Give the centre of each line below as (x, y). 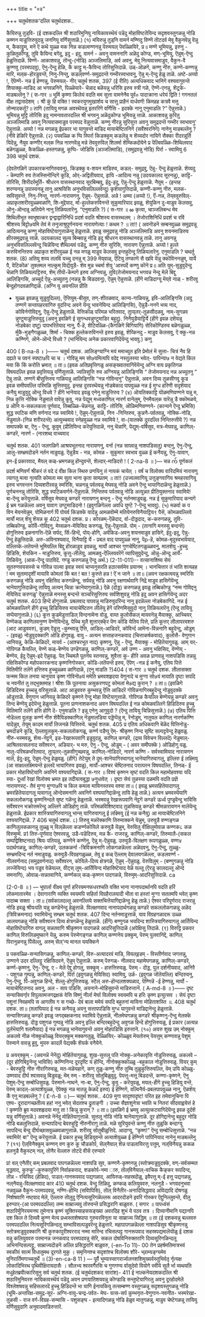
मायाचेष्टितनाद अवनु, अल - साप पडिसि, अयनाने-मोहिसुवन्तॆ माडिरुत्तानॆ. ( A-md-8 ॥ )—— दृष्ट (100, 988)
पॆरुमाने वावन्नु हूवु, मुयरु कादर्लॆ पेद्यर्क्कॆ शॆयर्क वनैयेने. (55, 1043)
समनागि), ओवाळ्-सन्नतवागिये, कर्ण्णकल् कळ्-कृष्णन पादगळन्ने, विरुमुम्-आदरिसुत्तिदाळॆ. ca (91, 875)
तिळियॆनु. (15, 560)
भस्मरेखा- (187, 1293)
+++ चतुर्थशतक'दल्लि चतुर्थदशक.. (40, 21)
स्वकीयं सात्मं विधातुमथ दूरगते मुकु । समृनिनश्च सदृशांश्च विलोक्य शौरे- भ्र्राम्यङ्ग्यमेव (86, 1252)
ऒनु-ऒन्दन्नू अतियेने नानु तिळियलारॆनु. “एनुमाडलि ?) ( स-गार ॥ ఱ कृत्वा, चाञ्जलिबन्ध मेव (92, 210)
